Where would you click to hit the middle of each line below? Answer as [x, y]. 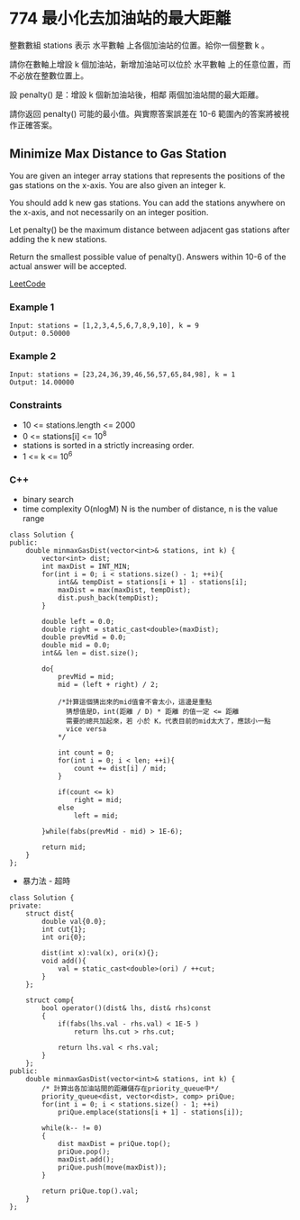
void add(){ [64, 961]
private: [26, 906]
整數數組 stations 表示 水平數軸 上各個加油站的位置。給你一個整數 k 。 [140, 45]
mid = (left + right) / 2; [108, 685]
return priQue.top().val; [91, 1191]
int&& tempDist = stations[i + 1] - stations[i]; [152, 583]
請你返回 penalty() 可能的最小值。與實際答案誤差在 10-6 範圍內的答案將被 [145, 113]
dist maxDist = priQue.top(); [114, 1144]
